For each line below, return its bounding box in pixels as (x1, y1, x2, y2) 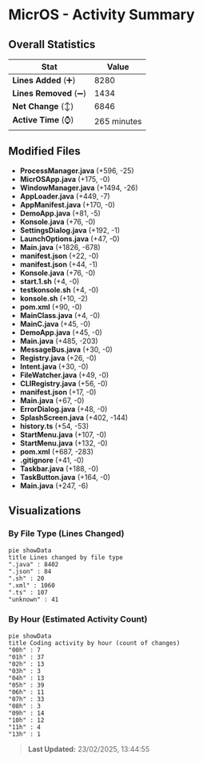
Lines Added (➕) (12, 75, 76, 86)
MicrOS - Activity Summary (8, 6, 195, 24)
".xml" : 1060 (8, 581, 56, 590)
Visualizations (8, 504, 82, 518)
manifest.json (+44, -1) (19, 259, 98, 269)
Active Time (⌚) (12, 115, 74, 125)
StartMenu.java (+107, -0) (19, 429, 107, 439)
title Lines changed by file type (8, 553, 124, 562)
